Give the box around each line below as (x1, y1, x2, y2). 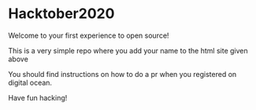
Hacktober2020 (8, 5, 115, 23)
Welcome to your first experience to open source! (8, 31, 169, 40)
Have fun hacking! (8, 93, 68, 102)
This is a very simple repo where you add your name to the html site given (8, 46, 248, 55)
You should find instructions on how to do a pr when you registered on (8, 69, 237, 79)
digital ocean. (8, 78, 53, 87)
